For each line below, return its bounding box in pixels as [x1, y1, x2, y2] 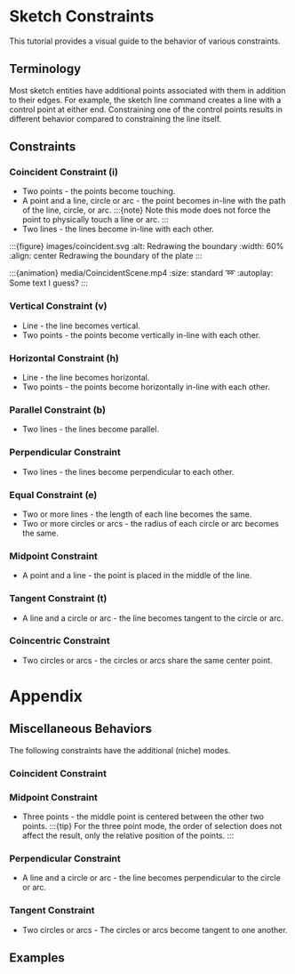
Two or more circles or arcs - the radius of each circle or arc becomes [21, 518, 280, 528]
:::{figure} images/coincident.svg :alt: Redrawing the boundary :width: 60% [9, 241, 284, 252]
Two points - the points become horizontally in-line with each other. [21, 382, 271, 392]
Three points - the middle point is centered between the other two [21, 811, 265, 822]
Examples [9, 950, 65, 966]
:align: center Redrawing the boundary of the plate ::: [9, 251, 203, 262]
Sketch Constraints [9, 6, 155, 27]
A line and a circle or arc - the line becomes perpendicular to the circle [21, 873, 282, 883]
